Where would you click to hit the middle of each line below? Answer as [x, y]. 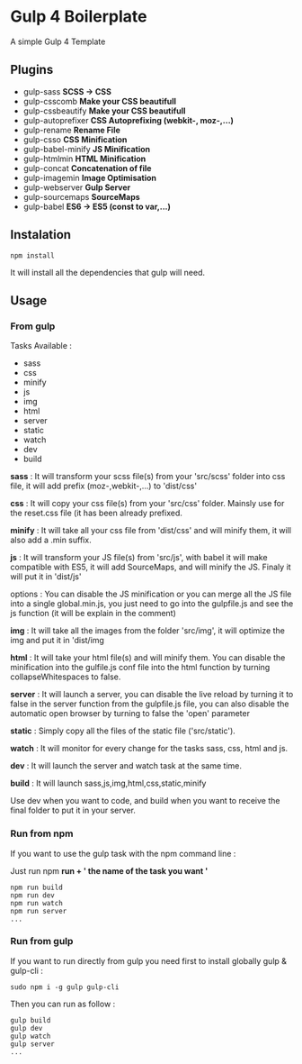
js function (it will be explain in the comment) [93, 614]
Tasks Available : [41, 346]
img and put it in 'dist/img [57, 641]
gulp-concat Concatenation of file [87, 168]
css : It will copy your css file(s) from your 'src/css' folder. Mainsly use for [147, 504]
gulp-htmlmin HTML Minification [84, 159]
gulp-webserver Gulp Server [77, 187]
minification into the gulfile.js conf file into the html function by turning [140, 668]
